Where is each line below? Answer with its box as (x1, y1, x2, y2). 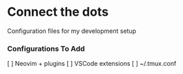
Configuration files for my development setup (7, 27, 137, 35)
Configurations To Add (7, 44, 85, 53)
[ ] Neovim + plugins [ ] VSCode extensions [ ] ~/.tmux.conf (7, 60, 177, 68)
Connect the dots (7, 4, 109, 20)
